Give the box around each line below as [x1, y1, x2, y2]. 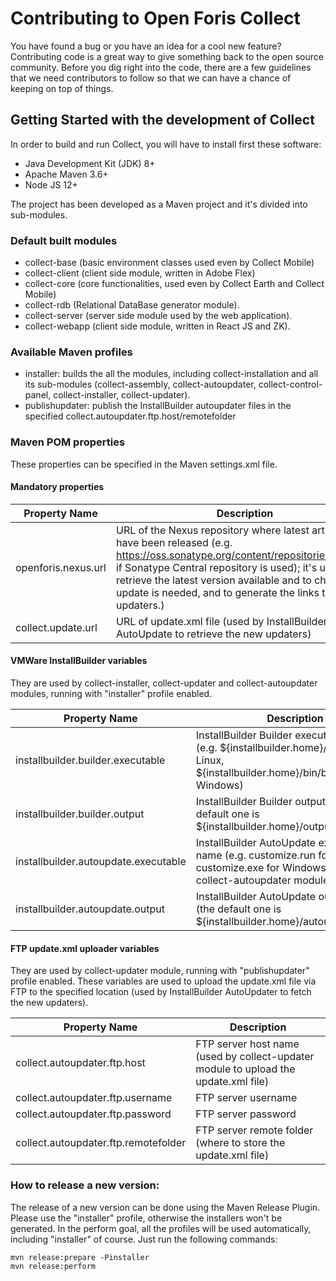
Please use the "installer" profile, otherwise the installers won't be [10, 1212, 283, 1224]
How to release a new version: [10, 1178, 160, 1192]
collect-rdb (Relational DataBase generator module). [24, 299, 240, 311]
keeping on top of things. [10, 82, 114, 94]
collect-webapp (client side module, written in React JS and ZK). [24, 320, 291, 332]
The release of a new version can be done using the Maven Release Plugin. [10, 1201, 321, 1213]
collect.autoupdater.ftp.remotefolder [15, 1136, 187, 1150]
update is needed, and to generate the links [115, 585, 320, 599]
